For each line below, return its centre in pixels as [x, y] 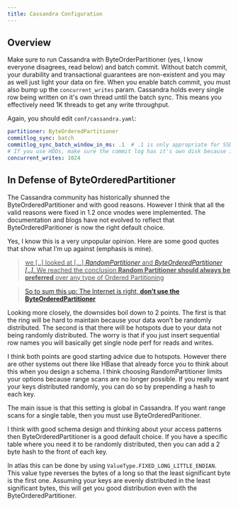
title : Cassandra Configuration [55, 14]
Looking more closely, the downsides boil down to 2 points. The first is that [117, 312]
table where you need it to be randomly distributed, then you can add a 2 [114, 444]
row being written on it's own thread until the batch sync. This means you [114, 97]
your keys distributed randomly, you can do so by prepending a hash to [111, 386]
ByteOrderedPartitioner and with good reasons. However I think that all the [116, 205]
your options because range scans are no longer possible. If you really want [118, 379]
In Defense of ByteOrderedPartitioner [91, 180]
